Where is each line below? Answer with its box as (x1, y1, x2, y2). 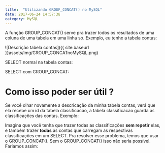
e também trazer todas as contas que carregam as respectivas (5, 127, 133, 133)
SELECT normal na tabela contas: (5, 60, 73, 65)
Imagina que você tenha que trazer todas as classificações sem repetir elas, (5, 122, 161, 128)
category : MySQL (5, 16, 38, 21)
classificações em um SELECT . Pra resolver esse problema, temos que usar (5, 133, 159, 139)
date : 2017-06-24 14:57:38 (5, 12, 61, 17)
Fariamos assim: (5, 143, 38, 149)
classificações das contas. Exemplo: (5, 113, 79, 119)
